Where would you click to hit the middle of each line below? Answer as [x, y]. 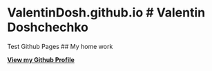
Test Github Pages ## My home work [60, 46]
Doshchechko [48, 27]
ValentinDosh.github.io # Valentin [106, 13]
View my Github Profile [41, 59]
